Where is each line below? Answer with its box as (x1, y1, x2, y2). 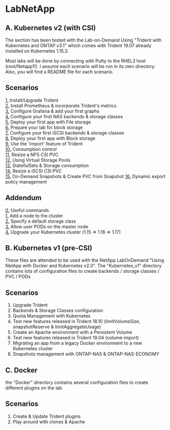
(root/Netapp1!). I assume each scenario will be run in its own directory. (5, 63, 156, 69)
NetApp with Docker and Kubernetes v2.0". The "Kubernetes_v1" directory (5, 263, 162, 269)
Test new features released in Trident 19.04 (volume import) (12, 335, 139, 341)
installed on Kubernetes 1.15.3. (5, 48, 69, 54)
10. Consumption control (5, 146, 57, 152)
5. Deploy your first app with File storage (5, 119, 91, 125)
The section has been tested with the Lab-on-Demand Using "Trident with (5, 37, 162, 43)
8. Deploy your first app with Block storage (5, 135, 96, 141)
